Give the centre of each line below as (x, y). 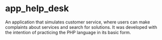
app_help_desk (37, 9)
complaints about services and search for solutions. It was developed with (81, 27)
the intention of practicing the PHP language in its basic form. (68, 32)
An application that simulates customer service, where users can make (78, 22)
